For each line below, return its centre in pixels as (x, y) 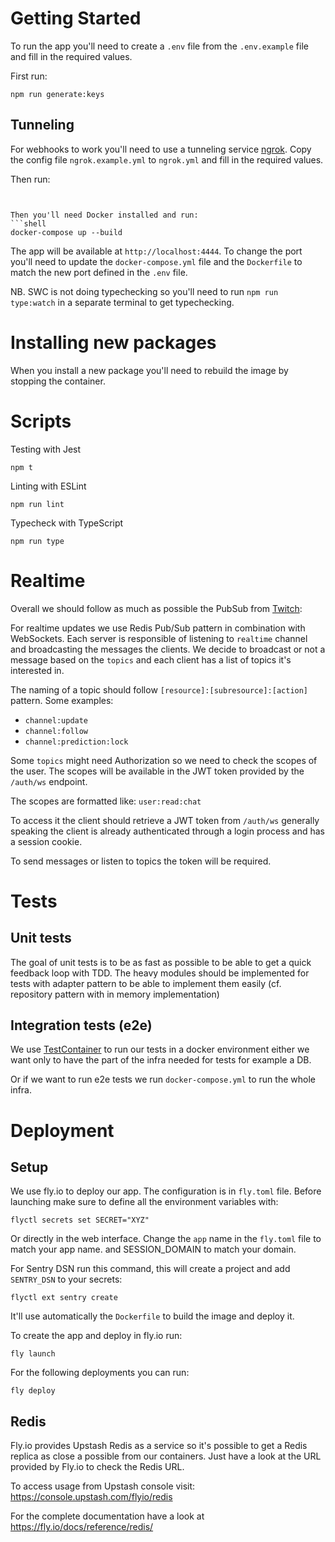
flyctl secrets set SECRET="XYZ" (80, 1220)
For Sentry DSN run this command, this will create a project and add (150, 1269)
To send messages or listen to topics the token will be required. (141, 861)
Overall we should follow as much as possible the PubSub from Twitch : (156, 608)
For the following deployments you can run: (100, 1373)
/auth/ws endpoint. (49, 781)
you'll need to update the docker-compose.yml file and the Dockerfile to (156, 261)
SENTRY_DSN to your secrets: (66, 1279)
